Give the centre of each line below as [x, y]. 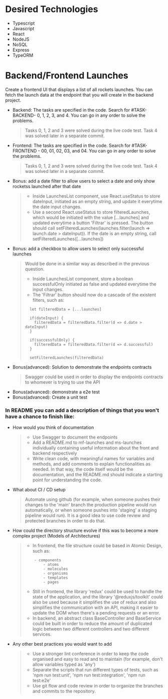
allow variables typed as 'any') [64, 664]
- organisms [55, 574]
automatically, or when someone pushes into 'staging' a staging [91, 510]
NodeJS [21, 39]
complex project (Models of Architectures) [56, 536]
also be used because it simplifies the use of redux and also [94, 602]
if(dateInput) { [46, 318]
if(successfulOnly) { [52, 340]
